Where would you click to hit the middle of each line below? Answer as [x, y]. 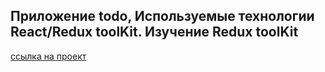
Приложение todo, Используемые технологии [162, 16]
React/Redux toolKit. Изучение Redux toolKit [154, 32]
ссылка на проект [48, 56]
